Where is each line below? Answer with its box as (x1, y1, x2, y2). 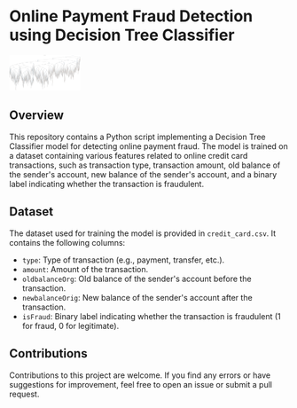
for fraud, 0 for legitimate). (21, 320, 120, 331)
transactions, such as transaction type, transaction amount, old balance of (9, 160, 281, 170)
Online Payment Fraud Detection (9, 6, 254, 27)
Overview (9, 108, 65, 123)
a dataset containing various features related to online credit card (9, 150, 248, 161)
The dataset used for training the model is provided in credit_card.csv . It (9, 228, 277, 239)
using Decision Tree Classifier (9, 25, 235, 45)
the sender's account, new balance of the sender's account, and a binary (9, 169, 277, 179)
